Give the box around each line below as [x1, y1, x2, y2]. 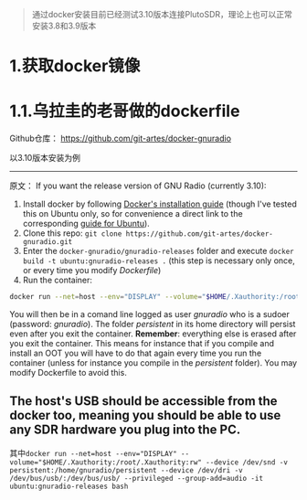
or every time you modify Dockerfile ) [22, 265, 162, 276]
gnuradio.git [22, 238, 73, 247]
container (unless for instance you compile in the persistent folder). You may [9, 357, 298, 368]
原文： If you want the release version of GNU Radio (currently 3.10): [9, 180, 267, 191]
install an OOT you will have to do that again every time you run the [9, 347, 262, 358]
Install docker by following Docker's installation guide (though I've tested [22, 198, 297, 209]
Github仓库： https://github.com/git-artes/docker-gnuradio [9, 133, 231, 144]
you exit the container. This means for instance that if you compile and [9, 338, 275, 348]
